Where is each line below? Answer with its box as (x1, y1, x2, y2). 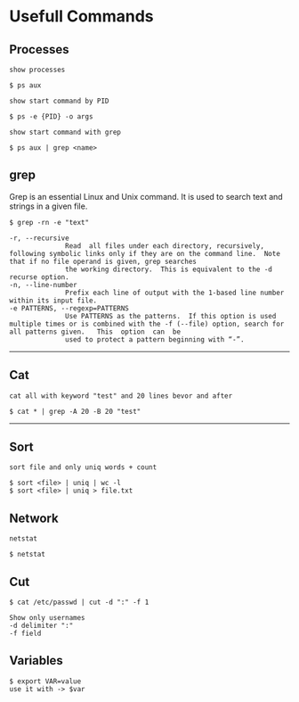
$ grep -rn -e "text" (9, 218, 90, 227)
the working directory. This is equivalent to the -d (65, 265, 273, 274)
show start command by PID (9, 96, 109, 105)
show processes (9, 65, 66, 74)
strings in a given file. (9, 201, 88, 211)
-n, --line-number (9, 280, 77, 289)
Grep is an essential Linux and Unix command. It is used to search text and (9, 191, 283, 202)
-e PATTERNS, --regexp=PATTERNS (9, 303, 129, 313)
